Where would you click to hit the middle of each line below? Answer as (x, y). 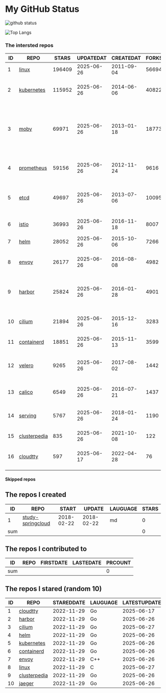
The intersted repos (29, 45)
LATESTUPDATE (142, 603)
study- (30, 517)
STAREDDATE (69, 603)
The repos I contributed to (46, 549)
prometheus (33, 168)
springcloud (36, 523)
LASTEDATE (87, 563)
